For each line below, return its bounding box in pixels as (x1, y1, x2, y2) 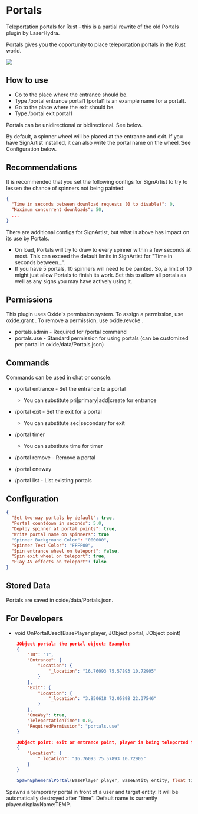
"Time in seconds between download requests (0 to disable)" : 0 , (11, 202, 176, 207)
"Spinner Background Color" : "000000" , (11, 537, 110, 543)
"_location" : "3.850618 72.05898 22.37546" (48, 696, 157, 702)
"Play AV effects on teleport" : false (11, 559, 107, 565)
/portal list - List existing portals (14, 476, 93, 484)
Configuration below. (6, 145, 57, 153)
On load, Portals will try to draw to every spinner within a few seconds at (14, 246, 192, 253)
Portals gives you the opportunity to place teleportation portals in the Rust (6, 41, 186, 48)
